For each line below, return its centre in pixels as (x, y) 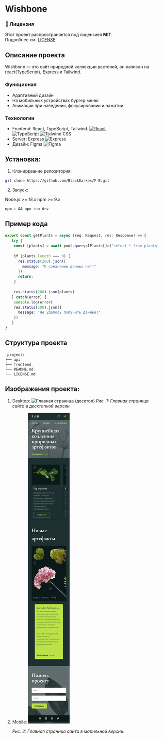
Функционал (21, 84)
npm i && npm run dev (27, 209)
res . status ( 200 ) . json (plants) (44, 292)
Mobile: (20, 722)
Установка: (23, 160)
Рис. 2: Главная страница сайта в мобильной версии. (68, 731)
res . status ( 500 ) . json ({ (38, 307)
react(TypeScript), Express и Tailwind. (43, 72)
